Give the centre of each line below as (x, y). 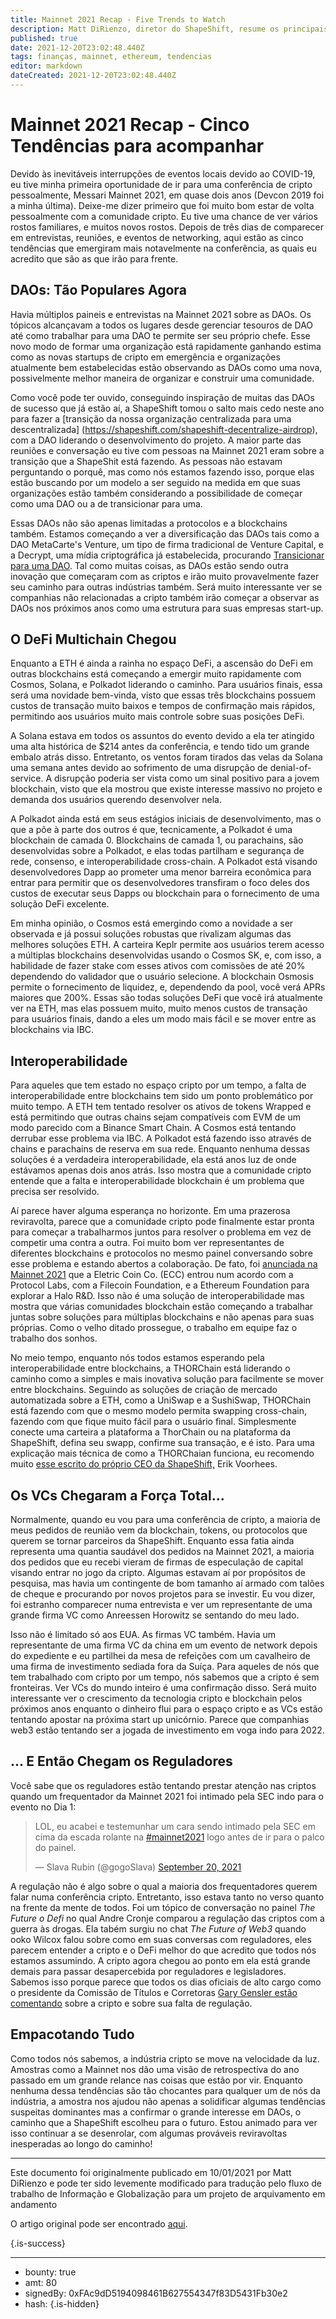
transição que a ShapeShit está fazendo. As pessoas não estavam (146, 461)
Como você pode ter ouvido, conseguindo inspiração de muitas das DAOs (162, 397)
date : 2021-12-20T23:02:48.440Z (77, 47)
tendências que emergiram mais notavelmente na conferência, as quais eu (163, 248)
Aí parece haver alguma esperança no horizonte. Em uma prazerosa (150, 1211)
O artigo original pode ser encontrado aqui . (99, 2223)
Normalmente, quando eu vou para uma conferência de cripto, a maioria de (165, 1520)
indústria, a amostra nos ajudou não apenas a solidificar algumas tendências (168, 2101)
